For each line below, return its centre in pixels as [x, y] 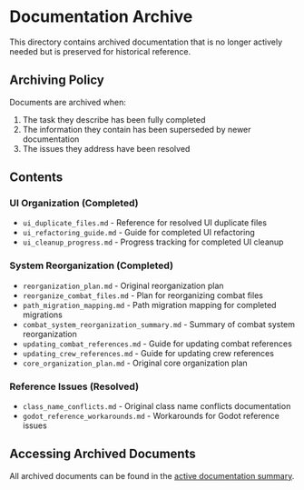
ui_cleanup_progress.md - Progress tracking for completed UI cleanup [153, 242]
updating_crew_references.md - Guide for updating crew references [148, 353]
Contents [36, 178]
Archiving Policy [57, 80]
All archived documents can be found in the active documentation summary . [152, 475]
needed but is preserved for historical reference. [100, 51]
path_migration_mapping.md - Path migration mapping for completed [149, 305]
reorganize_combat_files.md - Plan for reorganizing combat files [142, 295]
